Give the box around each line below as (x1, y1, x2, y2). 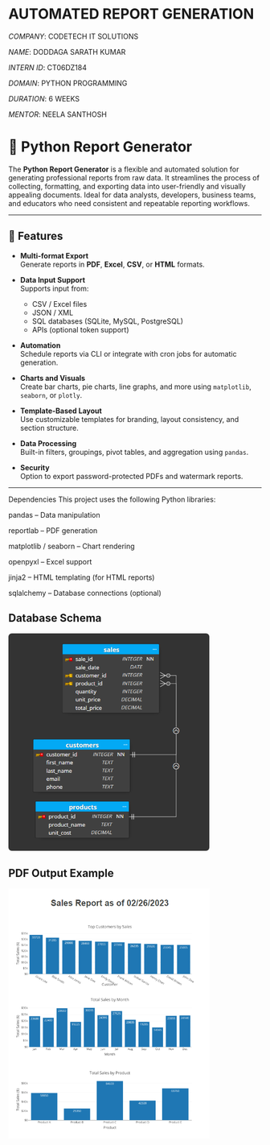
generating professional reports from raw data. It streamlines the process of (8, 172, 260, 182)
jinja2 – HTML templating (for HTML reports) (8, 572, 155, 582)
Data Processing (19, 438, 77, 448)
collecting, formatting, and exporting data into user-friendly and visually (8, 181, 247, 191)
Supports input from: (19, 283, 89, 293)
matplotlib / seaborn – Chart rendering (8, 541, 135, 551)
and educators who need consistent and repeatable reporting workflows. (8, 198, 251, 208)
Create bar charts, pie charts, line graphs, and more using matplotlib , (19, 382, 252, 391)
